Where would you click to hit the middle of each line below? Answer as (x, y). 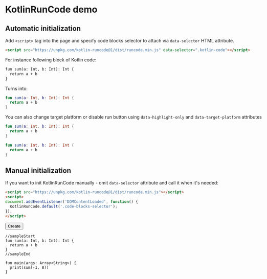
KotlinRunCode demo (51, 9)
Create (14, 226)
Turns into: (16, 88)
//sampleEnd (18, 254)
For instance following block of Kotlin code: (51, 60)
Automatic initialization (43, 28)
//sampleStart (20, 236)
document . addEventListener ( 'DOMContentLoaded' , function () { (72, 202)
